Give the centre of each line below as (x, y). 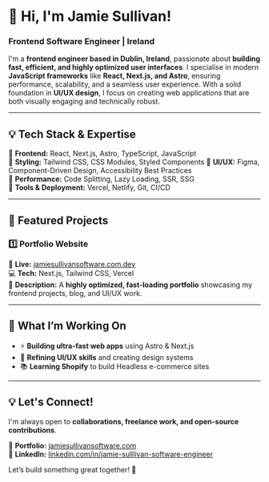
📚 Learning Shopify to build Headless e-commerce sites (114, 366)
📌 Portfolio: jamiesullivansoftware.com (72, 445)
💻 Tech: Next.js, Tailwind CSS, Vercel (71, 273)
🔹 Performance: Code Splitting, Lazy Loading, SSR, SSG (101, 179)
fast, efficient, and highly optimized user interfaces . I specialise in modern (134, 67)
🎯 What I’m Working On (67, 326)
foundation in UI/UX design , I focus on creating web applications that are (129, 93)
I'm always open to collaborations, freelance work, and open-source (124, 421)
